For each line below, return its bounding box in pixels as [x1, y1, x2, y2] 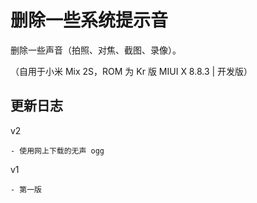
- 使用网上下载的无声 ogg [10, 146, 105, 156]
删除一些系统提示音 [10, 9, 169, 32]
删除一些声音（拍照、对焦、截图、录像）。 [10, 44, 182, 56]
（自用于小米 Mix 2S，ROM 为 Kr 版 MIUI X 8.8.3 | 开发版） [10, 65, 253, 77]
